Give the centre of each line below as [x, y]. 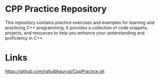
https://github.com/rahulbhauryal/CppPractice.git [55, 71]
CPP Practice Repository [56, 9]
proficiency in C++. [24, 38]
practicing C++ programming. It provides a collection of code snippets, [77, 27]
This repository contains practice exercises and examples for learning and [80, 22]
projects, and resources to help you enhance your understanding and [75, 33]
